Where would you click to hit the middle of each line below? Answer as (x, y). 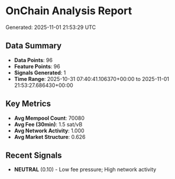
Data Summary (34, 46)
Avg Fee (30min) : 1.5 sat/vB (48, 124)
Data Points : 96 (33, 60)
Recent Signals (34, 155)
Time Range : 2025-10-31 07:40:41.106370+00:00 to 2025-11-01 (92, 79)
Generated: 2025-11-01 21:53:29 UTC (51, 27)
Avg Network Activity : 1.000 (49, 131)
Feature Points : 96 (37, 66)
